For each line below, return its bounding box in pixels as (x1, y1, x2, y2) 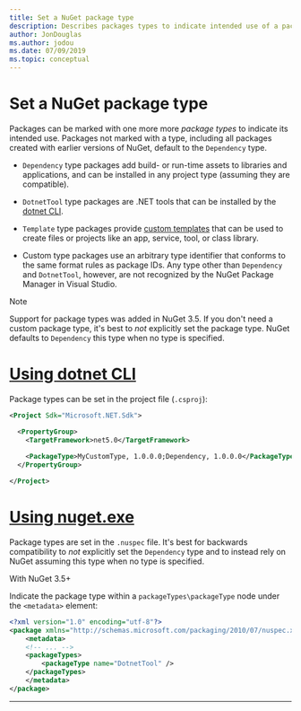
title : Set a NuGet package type (9, 13, 134, 22)
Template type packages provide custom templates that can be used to (21, 223, 284, 233)
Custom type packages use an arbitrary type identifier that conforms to (21, 250, 287, 260)
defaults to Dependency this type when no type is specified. (9, 332, 226, 343)
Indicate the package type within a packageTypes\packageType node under (9, 590, 280, 601)
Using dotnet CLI (9, 364, 136, 384)
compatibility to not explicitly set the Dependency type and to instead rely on (9, 546, 287, 557)
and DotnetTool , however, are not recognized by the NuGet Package (21, 268, 274, 279)
